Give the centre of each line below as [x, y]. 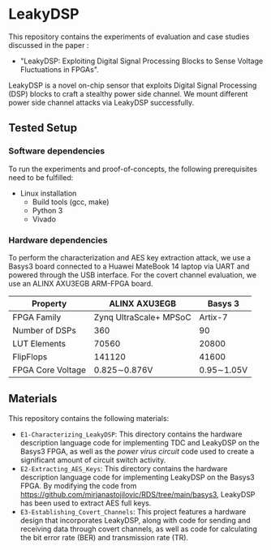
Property [49, 303]
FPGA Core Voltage [49, 370]
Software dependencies [57, 151]
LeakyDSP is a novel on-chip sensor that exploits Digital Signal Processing [133, 85]
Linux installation [48, 193]
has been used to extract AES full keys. [86, 503]
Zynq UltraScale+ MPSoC [143, 317]
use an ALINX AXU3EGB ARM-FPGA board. [81, 283]
